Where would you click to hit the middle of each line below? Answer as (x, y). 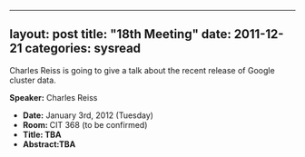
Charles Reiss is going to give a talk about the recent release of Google (142, 70)
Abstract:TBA (49, 144)
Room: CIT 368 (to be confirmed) (85, 124)
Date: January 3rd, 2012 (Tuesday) (88, 115)
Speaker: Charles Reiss (54, 97)
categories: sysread (83, 49)
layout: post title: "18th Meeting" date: (120, 34)
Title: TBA (42, 134)
